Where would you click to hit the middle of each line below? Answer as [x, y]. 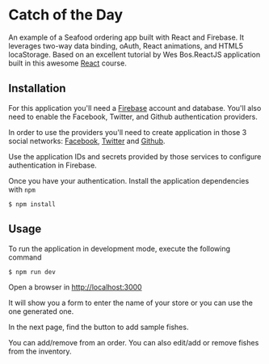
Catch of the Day [66, 15]
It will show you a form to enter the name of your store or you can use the [130, 303]
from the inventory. [40, 351]
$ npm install [32, 204]
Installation [37, 89]
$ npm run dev [32, 272]
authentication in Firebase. [53, 165]
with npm [22, 189]
